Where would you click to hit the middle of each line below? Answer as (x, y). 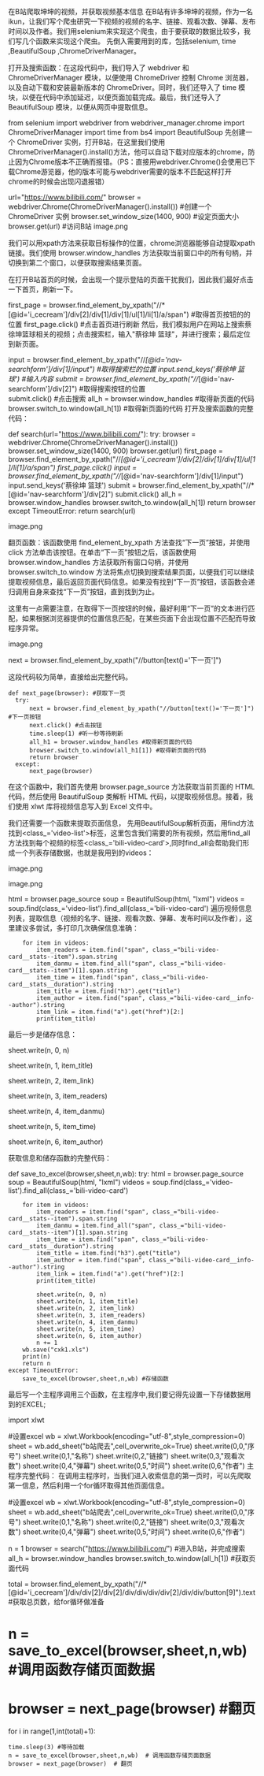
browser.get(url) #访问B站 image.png (68, 226)
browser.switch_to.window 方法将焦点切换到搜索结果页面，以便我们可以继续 (131, 572)
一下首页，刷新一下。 (42, 289)
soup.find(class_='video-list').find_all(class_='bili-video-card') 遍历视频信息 (130, 908)
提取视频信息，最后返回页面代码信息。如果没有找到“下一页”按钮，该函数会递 (132, 582)
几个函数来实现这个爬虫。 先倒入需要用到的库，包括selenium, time (129, 41)
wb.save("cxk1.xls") (56, 1350)
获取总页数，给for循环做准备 (58, 1601)
